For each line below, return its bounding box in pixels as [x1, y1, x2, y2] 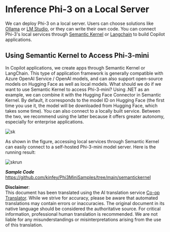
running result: [5, 149, 36, 155]
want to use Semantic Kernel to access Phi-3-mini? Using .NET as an [5, 86, 150, 92]
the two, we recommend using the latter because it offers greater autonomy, [5, 113, 165, 119]
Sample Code [5, 169, 35, 175]
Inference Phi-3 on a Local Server [5, 4, 150, 15]
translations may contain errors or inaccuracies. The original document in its [5, 200, 165, 206]
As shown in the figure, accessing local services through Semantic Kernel [5, 138, 159, 144]
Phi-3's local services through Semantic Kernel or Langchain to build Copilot [5, 31, 165, 37]
